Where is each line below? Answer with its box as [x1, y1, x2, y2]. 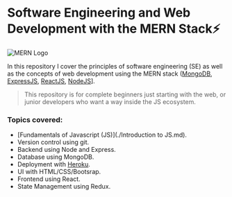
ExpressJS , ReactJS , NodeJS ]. [7, 76, 95, 85]
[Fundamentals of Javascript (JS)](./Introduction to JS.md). [17, 130, 188, 139]
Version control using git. [17, 138, 90, 146]
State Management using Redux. [17, 182, 111, 191]
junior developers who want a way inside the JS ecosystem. [24, 97, 197, 105]
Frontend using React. [17, 175, 81, 183]
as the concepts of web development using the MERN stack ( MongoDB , [7, 69, 213, 78]
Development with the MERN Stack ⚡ [7, 21, 221, 37]
